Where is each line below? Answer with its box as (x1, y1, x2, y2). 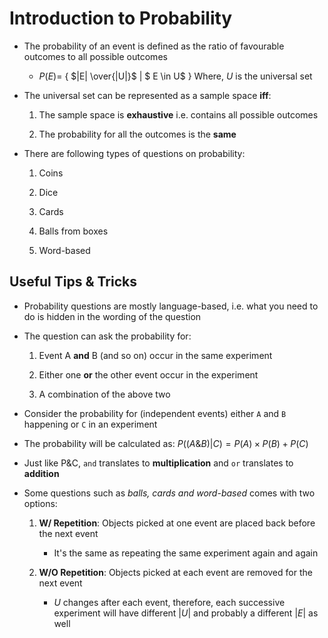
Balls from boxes (38, 225, 109, 237)
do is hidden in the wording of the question (23, 310, 202, 322)
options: (23, 497, 58, 509)
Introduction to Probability (9, 7, 233, 30)
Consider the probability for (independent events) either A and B (23, 407, 287, 419)
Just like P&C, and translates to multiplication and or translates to (23, 457, 294, 469)
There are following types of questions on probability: (23, 147, 246, 159)
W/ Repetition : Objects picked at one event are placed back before (38, 517, 316, 529)
